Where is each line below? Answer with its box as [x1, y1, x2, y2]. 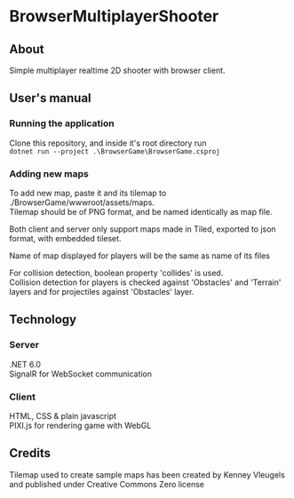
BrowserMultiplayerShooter [9, 6, 219, 27]
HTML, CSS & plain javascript [9, 410, 117, 421]
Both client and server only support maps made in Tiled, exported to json [9, 224, 277, 234]
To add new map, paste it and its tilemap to [9, 187, 167, 198]
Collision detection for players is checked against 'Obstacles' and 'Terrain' [9, 277, 282, 288]
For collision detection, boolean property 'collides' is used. [9, 267, 224, 278]
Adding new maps [9, 167, 89, 179]
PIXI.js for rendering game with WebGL [9, 420, 152, 431]
